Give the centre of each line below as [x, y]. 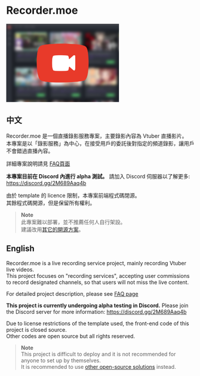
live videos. [20, 269]
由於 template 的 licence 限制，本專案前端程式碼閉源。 [73, 195]
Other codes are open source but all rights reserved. [71, 336]
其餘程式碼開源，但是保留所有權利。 [51, 203]
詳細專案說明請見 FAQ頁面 [38, 163]
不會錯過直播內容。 [30, 151]
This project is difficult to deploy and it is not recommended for [98, 354]
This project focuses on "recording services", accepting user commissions [98, 275]
